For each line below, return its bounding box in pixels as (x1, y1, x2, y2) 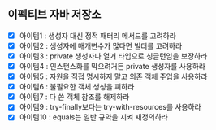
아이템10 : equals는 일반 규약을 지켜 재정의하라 (19, 112, 168, 122)
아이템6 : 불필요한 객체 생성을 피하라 (19, 82, 135, 92)
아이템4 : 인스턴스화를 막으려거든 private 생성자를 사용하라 (19, 62, 206, 71)
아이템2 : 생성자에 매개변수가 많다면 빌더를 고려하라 (19, 41, 183, 50)
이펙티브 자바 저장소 (7, 7, 102, 22)
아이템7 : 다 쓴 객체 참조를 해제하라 (19, 92, 130, 102)
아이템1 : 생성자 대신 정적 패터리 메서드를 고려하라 (19, 31, 176, 41)
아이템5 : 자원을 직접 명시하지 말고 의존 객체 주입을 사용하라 (19, 71, 208, 81)
